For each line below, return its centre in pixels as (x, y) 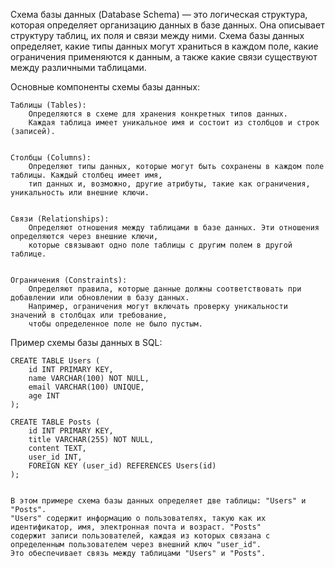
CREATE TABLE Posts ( (55, 422)
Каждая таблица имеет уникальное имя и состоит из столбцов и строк (174, 123)
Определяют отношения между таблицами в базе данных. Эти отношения (174, 228)
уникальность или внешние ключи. (80, 193)
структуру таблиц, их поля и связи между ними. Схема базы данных (157, 35)
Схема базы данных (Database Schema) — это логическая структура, (159, 14)
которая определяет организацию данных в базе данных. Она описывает (167, 25)
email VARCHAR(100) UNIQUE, (86, 387)
